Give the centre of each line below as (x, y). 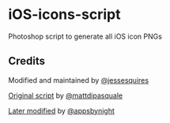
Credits (27, 61)
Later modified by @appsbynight (61, 110)
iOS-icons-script (64, 15)
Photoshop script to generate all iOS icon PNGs (85, 36)
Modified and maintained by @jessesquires (78, 80)
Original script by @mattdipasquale (66, 95)
